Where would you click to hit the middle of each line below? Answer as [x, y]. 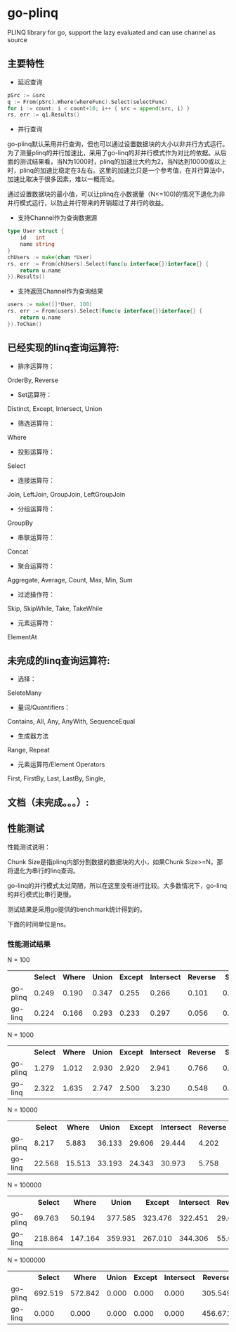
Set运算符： [35, 394]
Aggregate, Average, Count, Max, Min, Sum [70, 580]
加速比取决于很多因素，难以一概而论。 [63, 179]
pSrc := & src [26, 95]
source [18, 39]
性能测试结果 [29, 944]
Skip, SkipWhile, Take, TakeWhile [55, 608]
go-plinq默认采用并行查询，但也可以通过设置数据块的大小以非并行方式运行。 [118, 144]
